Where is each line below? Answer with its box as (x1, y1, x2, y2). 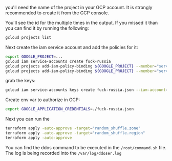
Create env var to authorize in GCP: (5, 97, 80, 103)
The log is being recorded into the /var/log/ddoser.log (5, 150, 122, 156)
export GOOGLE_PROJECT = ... (5, 54, 63, 59)
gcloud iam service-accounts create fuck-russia (5, 59, 111, 64)
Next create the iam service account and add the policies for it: (5, 44, 138, 50)
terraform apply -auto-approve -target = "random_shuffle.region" (5, 130, 145, 135)
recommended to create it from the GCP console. (5, 10, 109, 16)
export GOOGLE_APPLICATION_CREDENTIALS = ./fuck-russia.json (5, 107, 134, 112)
